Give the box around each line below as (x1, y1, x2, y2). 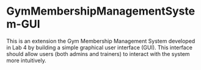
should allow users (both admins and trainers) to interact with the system (6, 50, 191, 57)
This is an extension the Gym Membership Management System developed (6, 37, 196, 44)
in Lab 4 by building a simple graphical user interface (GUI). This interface (6, 44, 192, 51)
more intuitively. (6, 57, 47, 64)
